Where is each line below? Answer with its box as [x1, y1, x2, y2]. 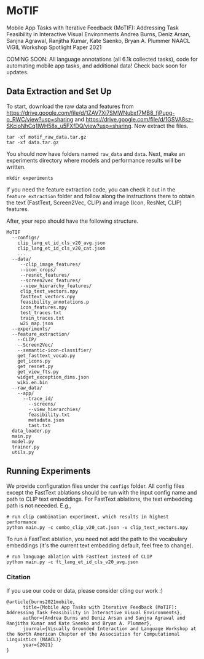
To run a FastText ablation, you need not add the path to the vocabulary [6, 535, 187, 542]
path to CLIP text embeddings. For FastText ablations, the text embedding [6, 495, 193, 503]
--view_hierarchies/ [28, 406, 81, 412]
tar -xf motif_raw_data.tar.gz [6, 134, 87, 140]
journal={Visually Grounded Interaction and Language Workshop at [22, 625, 197, 632]
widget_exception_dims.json [17, 374, 89, 380]
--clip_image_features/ [20, 261, 81, 268]
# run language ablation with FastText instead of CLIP [6, 553, 152, 560]
